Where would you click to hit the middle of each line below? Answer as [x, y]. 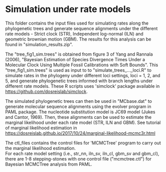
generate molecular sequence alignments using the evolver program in [78, 106]
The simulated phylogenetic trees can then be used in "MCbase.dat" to [78, 101]
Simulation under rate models [68, 9]
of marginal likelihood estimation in [41, 128]
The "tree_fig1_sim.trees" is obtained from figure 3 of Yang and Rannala [79, 54]
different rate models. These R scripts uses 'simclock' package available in [82, 86]
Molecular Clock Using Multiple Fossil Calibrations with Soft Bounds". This [82, 65]
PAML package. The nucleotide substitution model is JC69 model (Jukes [80, 112]
